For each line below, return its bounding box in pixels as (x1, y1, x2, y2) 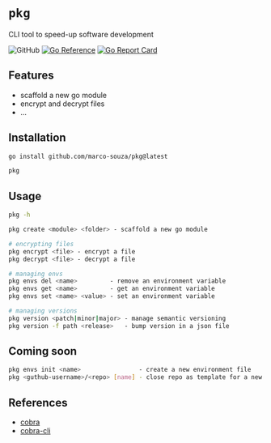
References (8, 395, 68, 410)
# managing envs (8, 270, 63, 278)
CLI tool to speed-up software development (8, 29, 154, 39)
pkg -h (8, 211, 31, 219)
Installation (8, 131, 66, 145)
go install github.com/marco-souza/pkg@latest (8, 152, 168, 160)
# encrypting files (8, 240, 74, 248)
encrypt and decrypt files (19, 99, 105, 109)
